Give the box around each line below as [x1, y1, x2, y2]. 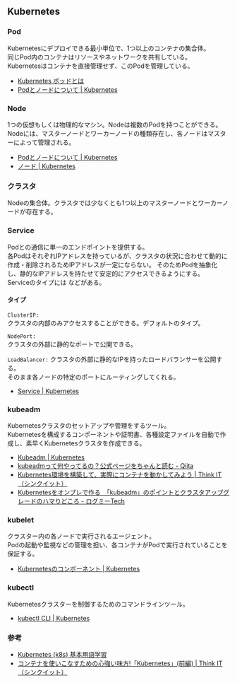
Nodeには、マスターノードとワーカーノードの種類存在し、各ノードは [7, 129, 208, 137]
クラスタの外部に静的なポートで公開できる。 [7, 339, 138, 349]
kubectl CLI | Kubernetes [17, 614, 90, 622]
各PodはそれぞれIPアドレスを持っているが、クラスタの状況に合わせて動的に [7, 251, 228, 260]
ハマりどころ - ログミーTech [42, 497, 126, 506]
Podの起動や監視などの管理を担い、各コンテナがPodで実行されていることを [7, 541, 228, 549]
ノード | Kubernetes [17, 162, 76, 170]
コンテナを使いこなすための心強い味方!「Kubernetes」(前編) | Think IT [17, 659, 223, 667]
